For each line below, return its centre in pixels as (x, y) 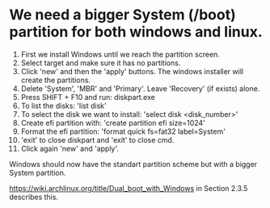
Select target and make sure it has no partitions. (101, 63)
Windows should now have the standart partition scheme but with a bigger (133, 164)
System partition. (38, 173)
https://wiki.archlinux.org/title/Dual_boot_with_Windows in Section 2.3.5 (129, 188)
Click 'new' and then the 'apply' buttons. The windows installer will (132, 71)
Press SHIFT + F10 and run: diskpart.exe (88, 97)
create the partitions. (56, 80)
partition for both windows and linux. (136, 32)
